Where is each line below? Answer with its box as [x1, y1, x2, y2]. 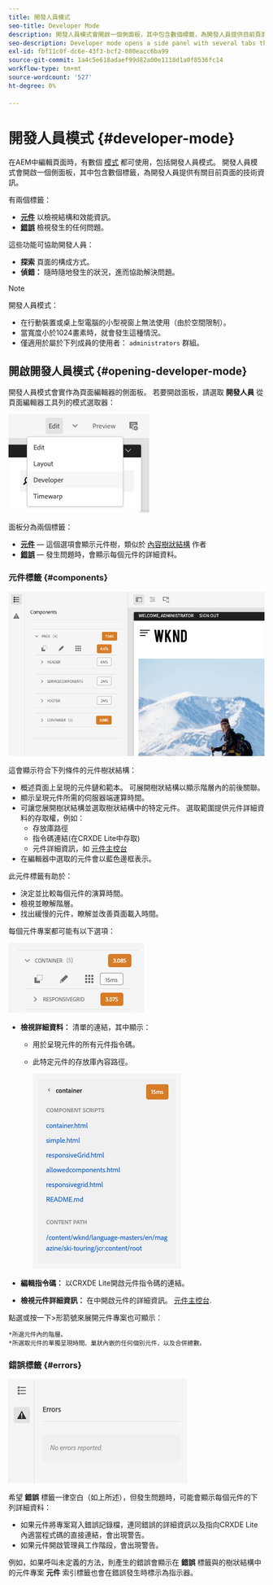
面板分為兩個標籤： [8, 522, 73, 532]
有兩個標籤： [8, 195, 51, 205]
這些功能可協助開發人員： [8, 240, 94, 250]
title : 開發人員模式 [8, 13, 71, 21]
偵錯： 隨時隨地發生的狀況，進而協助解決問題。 [19, 267, 180, 277]
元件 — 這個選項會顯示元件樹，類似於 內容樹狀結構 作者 [19, 540, 207, 549]
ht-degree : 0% [8, 81, 57, 90]
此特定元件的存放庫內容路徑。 [32, 1057, 132, 1066]
